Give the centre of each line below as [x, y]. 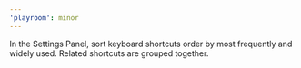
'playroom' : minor [44, 18]
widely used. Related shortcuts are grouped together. [109, 53]
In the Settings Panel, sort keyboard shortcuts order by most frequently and [151, 44]
